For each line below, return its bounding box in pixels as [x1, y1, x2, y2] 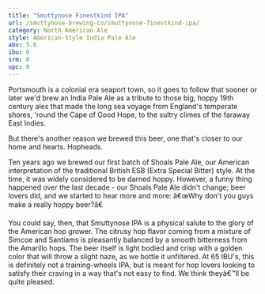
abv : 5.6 [8, 41, 37, 49]
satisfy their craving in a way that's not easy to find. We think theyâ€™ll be [8, 268, 250, 277]
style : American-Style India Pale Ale [8, 33, 136, 42]
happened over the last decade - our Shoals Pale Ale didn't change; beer [8, 183, 247, 192]
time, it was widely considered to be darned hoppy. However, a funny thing [8, 174, 253, 183]
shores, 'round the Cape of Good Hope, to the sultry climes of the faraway [8, 110, 251, 119]
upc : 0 [8, 63, 30, 71]
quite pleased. [8, 277, 55, 286]
